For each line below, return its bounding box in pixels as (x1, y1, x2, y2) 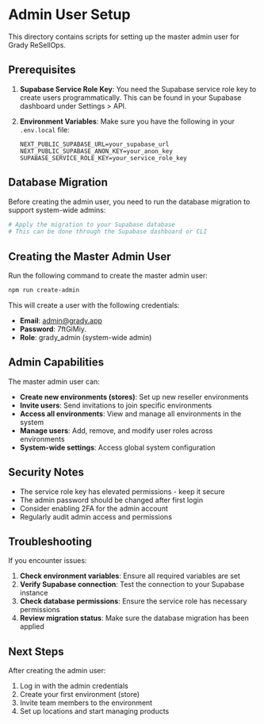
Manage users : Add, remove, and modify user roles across (19, 426, 213, 435)
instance (19, 588, 48, 598)
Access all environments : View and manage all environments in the (19, 408, 242, 418)
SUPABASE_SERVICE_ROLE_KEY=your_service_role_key (19, 154, 188, 162)
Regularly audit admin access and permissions (19, 511, 173, 521)
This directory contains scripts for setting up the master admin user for (8, 32, 240, 41)
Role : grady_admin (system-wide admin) (19, 333, 152, 342)
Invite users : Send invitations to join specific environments (19, 400, 212, 410)
